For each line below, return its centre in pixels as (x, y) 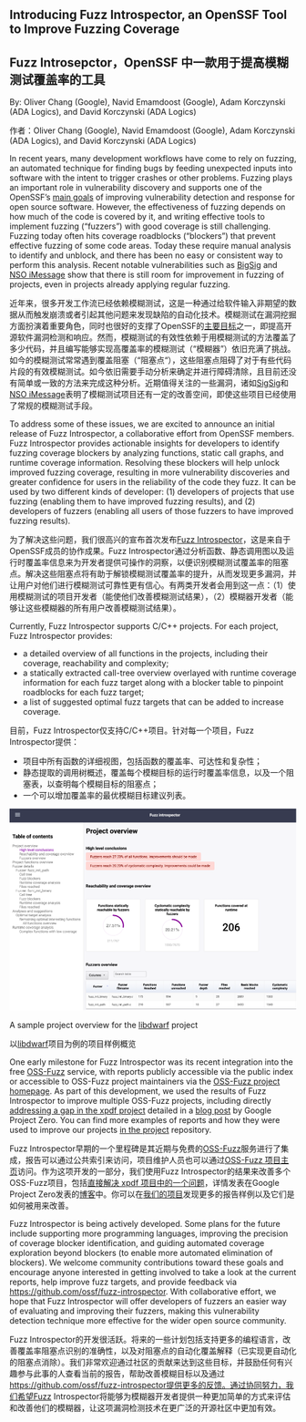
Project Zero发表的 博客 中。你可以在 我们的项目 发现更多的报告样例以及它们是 (152, 1194)
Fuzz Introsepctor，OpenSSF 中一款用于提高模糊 (149, 62)
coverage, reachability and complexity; (96, 664)
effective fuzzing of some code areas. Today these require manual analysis (150, 246)
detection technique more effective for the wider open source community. (148, 1321)
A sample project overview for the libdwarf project (104, 1025)
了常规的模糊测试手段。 (53, 406)
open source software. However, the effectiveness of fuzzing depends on (148, 207)
